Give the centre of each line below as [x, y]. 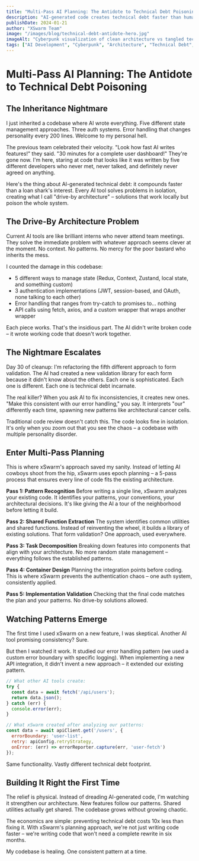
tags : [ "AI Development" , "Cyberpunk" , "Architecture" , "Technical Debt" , [100, 45]
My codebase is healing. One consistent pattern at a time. [76, 851]
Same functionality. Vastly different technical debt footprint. [79, 764]
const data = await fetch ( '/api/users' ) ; [63, 692]
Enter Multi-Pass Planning [55, 453]
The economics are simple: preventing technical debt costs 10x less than [95, 821]
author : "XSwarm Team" [34, 28]
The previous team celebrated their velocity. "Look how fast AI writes [91, 147]
